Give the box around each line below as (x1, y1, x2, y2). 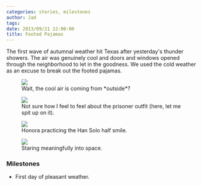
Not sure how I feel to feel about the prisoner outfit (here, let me (21, 103, 181, 110)
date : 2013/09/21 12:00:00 (6, 25, 75, 32)
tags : (6, 20, 20, 26)
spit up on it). (21, 109, 55, 117)
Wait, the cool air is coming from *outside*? (21, 85, 130, 92)
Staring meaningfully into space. (21, 144, 103, 152)
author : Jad (6, 14, 36, 21)
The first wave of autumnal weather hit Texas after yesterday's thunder (6, 48, 184, 55)
